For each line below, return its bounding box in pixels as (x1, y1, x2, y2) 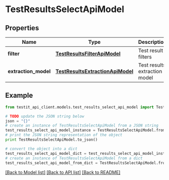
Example (5, 91, 33, 100)
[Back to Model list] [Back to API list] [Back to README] (5, 169, 121, 175)
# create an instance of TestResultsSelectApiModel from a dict (5, 155, 143, 161)
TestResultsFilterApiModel (55, 50, 121, 57)
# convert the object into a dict (5, 146, 78, 151)
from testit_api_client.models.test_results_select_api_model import (5, 104, 154, 109)
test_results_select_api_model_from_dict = (5, 160, 98, 165)
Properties (5, 24, 39, 32)
